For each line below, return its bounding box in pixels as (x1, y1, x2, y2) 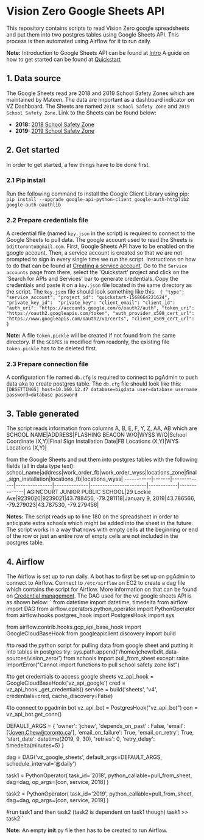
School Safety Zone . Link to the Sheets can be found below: (6, 108, 157, 116)
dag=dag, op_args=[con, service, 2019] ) (6, 797, 109, 804)
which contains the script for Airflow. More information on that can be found (6, 586, 197, 593)
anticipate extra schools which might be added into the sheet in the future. (6, 520, 193, 527)
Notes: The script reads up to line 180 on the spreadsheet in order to (6, 513, 179, 520)
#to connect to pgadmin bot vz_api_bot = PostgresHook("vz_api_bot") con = (6, 704, 198, 711)
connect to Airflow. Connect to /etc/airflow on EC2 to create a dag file (6, 579, 186, 587)
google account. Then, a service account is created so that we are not (6, 249, 183, 256)
